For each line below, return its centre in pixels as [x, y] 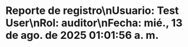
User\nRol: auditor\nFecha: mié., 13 [94, 23]
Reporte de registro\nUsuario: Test [92, 11]
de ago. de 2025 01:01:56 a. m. [82, 35]
